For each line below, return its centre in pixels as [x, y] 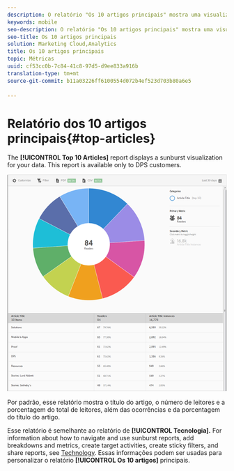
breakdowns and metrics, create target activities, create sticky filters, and [113, 445]
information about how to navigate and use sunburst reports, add [101, 438]
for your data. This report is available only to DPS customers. [95, 165]
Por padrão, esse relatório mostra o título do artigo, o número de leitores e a [116, 402]
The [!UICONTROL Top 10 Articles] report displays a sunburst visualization [115, 157]
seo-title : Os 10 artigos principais [62, 37]
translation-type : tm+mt [43, 73]
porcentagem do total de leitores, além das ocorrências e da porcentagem [114, 409]
